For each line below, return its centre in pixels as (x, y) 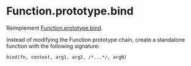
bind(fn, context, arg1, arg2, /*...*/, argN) (67, 57)
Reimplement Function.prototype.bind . (55, 28)
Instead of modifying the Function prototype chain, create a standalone (96, 39)
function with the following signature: (53, 46)
